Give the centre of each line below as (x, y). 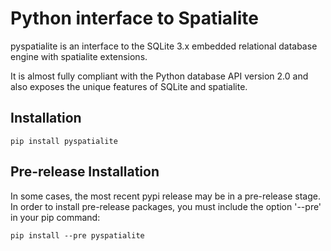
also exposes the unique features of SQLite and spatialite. (129, 86)
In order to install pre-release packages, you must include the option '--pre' (166, 206)
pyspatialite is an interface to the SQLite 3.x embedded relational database (164, 46)
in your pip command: (55, 217)
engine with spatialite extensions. (79, 56)
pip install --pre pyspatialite (77, 235)
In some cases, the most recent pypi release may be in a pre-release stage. (165, 196)
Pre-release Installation (85, 172)
